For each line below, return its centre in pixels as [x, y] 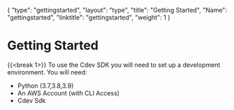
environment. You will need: [47, 72]
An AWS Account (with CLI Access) [68, 93]
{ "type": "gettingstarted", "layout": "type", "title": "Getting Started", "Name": [117, 10]
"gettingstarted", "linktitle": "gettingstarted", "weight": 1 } [89, 17]
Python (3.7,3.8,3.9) [45, 86]
